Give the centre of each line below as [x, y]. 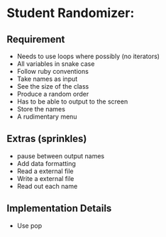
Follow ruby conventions [53, 71]
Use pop [29, 226]
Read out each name [47, 186]
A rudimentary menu [47, 116]
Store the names [41, 109]
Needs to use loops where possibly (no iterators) [88, 56]
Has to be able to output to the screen [72, 101]
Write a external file [45, 178]
